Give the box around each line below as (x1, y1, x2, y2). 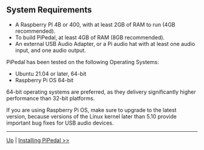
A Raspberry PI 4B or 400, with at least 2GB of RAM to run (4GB (15, 21, 175, 28)
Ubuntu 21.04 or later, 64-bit (15, 70, 87, 77)
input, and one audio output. (15, 47, 86, 54)
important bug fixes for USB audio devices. (6, 119, 114, 126)
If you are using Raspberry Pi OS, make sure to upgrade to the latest (6, 106, 177, 114)
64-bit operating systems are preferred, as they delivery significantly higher (6, 88, 196, 96)
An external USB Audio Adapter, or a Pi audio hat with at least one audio (15, 40, 195, 47)
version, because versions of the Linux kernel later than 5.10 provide (6, 112, 177, 120)
